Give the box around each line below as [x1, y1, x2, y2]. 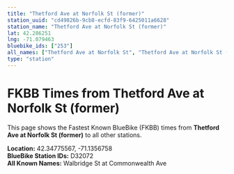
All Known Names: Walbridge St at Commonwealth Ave [7, 159, 167, 167]
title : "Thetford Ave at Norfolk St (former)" [7, 10, 145, 17]
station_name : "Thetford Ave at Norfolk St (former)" [7, 23, 167, 30]
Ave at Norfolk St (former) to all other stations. [7, 130, 142, 139]
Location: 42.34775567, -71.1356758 [7, 144, 113, 152]
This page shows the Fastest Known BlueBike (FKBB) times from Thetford [7, 123, 219, 132]
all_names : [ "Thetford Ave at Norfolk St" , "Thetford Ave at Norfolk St [7, 49, 223, 56]
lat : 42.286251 [7, 29, 52, 37]
